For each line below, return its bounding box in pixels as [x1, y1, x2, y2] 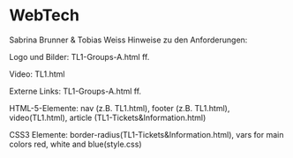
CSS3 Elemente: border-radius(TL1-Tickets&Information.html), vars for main [9, 129, 284, 139]
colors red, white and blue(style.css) [9, 139, 142, 149]
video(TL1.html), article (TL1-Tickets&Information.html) [9, 112, 207, 123]
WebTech [9, 5, 79, 26]
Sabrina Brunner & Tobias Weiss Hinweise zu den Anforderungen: [9, 34, 248, 45]
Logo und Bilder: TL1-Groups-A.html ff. [9, 51, 150, 62]
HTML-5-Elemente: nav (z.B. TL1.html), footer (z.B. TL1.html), [9, 102, 230, 113]
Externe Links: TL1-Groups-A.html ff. [9, 86, 142, 96]
